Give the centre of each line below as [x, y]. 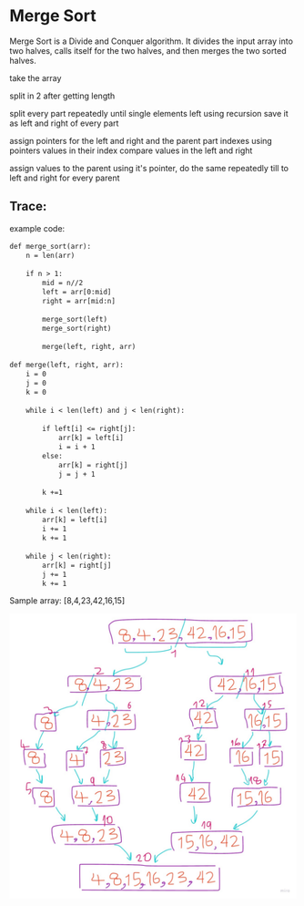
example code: [37, 228]
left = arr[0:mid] [77, 292]
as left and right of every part [64, 123]
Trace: [28, 206]
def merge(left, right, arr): [67, 365]
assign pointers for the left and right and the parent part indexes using [141, 140]
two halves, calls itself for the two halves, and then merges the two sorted [148, 50]
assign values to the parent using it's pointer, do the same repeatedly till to [149, 168]
